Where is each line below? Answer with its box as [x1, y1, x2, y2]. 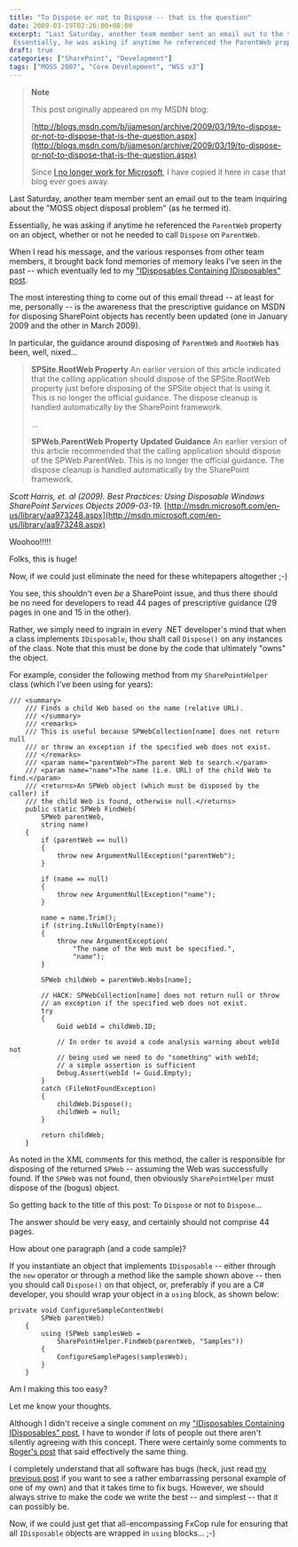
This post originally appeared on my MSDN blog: [30, 104, 209, 114]
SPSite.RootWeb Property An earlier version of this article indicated [30, 364, 281, 374]
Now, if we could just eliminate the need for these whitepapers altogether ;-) [9, 570, 288, 581]
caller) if [9, 789, 50, 798]
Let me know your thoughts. [9, 1401, 113, 1411]
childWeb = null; [56, 1107, 122, 1116]
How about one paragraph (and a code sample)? [9, 1243, 186, 1253]
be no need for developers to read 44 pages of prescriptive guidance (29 [9, 597, 278, 608]
